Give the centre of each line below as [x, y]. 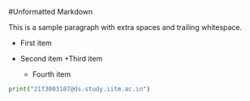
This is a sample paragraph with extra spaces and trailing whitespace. [125, 27]
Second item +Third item [61, 59]
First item [36, 43]
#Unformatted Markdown [51, 12]
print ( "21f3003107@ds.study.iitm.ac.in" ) [80, 89]
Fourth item [52, 74]
